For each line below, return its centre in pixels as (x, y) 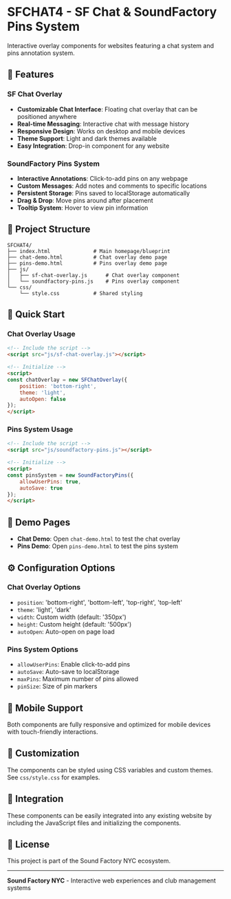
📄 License (29, 844)
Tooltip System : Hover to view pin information (82, 208)
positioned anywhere (47, 116)
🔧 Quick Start (36, 315)
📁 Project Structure (49, 229)
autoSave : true (41, 488)
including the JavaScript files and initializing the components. (94, 823)
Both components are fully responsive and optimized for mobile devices (109, 724)
